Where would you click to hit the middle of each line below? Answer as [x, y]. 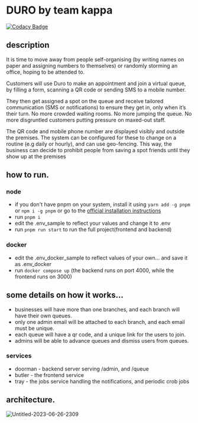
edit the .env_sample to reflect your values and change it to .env [92, 223]
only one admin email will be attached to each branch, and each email [100, 322]
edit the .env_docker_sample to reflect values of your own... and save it [101, 258]
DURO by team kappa [59, 10]
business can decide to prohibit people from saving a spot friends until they [98, 150]
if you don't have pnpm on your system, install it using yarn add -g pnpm [102, 205]
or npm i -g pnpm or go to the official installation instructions [88, 211]
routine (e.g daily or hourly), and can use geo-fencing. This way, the [89, 144]
